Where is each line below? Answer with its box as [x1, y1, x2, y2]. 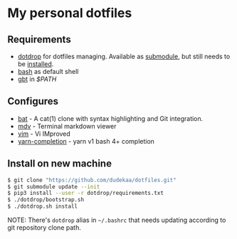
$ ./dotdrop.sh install [7, 203, 78, 211]
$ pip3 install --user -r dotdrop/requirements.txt [7, 190, 164, 197]
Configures [7, 95, 59, 107]
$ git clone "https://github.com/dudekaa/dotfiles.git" [7, 176, 177, 184]
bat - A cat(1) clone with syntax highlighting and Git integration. [17, 114, 204, 122]
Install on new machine [7, 158, 112, 170]
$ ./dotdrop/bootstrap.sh [7, 196, 84, 203]
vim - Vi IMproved [17, 129, 71, 138]
